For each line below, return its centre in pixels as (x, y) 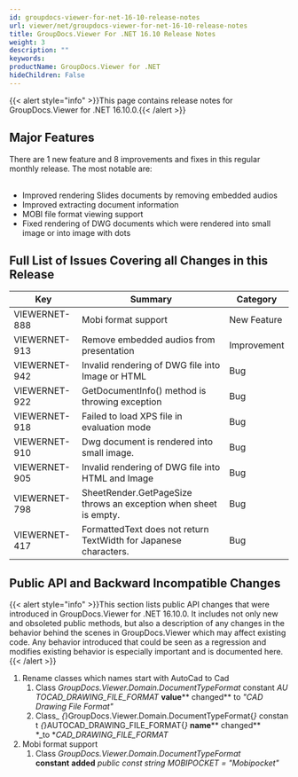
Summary (151, 300)
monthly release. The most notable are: (81, 169)
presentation (108, 351)
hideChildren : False (47, 75)
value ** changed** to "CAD (212, 697)
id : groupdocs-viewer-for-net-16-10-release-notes (105, 17)
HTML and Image (117, 478)
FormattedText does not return (145, 530)
